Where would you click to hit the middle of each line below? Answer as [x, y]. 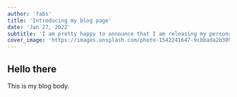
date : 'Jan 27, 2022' [39, 27]
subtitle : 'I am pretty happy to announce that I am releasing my [107, 34]
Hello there [32, 69]
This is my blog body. [38, 86]
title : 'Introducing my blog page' [60, 21]
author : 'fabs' [30, 14]
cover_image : [26, 40]
